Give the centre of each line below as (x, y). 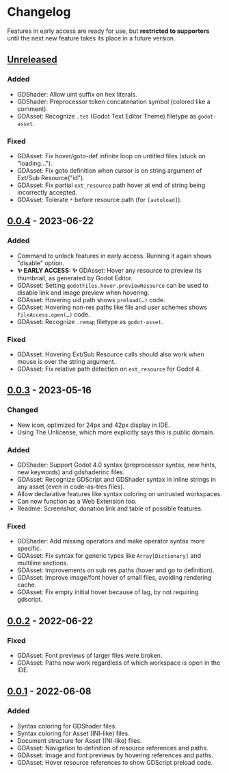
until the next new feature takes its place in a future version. (91, 38)
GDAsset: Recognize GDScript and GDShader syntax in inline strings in (117, 479)
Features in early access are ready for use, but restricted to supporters (108, 31)
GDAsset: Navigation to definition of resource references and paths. (112, 748)
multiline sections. (42, 563)
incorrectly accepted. (47, 192)
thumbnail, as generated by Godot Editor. (75, 278)
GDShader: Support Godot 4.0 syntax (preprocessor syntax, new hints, (117, 465)
